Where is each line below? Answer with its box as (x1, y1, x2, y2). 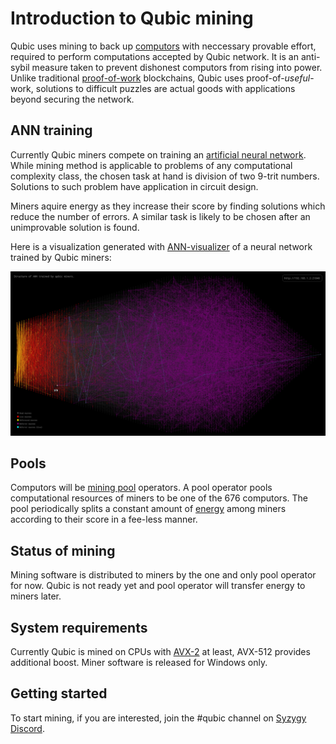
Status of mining (10, 542, 116, 559)
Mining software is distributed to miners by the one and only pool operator (10, 569, 317, 581)
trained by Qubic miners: (10, 251, 112, 263)
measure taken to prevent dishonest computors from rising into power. (31, 61, 323, 73)
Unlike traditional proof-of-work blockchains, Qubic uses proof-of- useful (10, 72, 311, 84)
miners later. (10, 590, 62, 602)
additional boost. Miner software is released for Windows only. (10, 657, 268, 669)
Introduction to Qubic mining (10, 7, 254, 30)
